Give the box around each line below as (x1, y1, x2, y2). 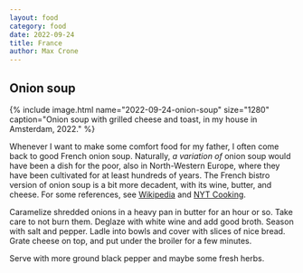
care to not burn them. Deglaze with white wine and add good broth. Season (9, 216, 294, 227)
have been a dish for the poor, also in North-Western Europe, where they (9, 160, 280, 171)
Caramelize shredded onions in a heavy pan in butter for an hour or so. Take (9, 206, 294, 217)
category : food (9, 22, 67, 31)
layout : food (9, 13, 59, 23)
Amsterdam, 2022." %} (9, 123, 96, 134)
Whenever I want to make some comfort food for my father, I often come (9, 141, 279, 152)
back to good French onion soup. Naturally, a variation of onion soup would (9, 150, 291, 161)
